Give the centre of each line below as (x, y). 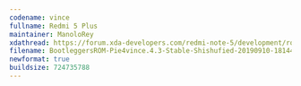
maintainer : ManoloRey (52, 34)
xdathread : (30, 43)
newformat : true (39, 59)
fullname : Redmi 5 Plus (54, 26)
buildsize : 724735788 (50, 68)
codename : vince (39, 17)
